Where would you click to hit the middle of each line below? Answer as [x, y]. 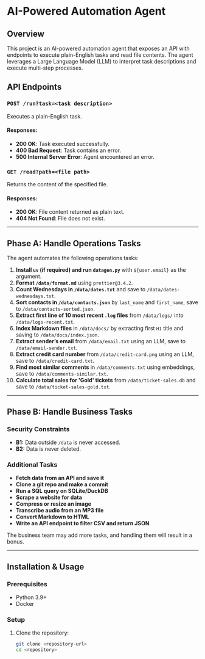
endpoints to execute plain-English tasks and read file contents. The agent [100, 55]
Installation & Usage [46, 566]
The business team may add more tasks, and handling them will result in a [99, 535]
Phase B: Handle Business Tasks [70, 411]
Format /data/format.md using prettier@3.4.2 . [74, 283]
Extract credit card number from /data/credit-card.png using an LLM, [105, 354]
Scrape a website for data [49, 497]
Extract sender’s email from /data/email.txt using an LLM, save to [101, 341]
